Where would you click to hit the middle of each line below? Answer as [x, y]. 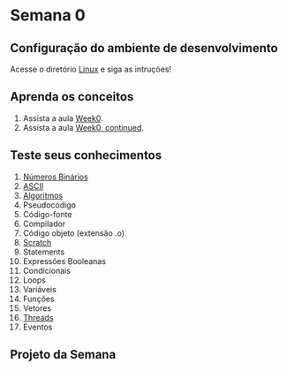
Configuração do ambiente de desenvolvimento [144, 48]
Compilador [44, 223]
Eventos [38, 327]
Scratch [37, 242]
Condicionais [47, 270]
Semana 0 [48, 15]
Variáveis [39, 289]
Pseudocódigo [49, 205]
